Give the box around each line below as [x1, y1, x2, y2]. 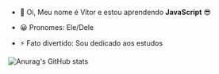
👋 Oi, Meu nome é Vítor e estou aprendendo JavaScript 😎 [19, 8, 212, 17]
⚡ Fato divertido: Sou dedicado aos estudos [19, 39, 163, 47]
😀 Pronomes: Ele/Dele [19, 23, 94, 31]
